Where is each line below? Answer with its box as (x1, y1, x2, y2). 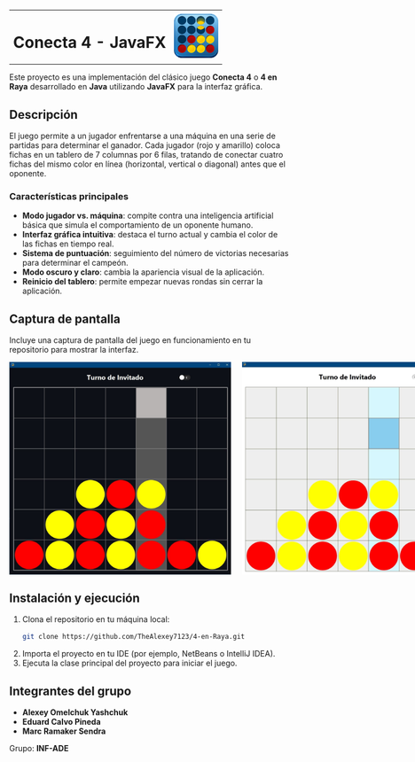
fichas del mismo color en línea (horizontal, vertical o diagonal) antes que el (9, 159, 286, 169)
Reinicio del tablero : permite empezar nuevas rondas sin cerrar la (21, 276, 263, 287)
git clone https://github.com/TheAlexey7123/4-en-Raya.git (21, 633, 246, 641)
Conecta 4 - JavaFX (12, 32, 167, 52)
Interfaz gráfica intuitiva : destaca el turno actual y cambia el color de (21, 229, 278, 240)
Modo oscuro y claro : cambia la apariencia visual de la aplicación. (21, 267, 264, 277)
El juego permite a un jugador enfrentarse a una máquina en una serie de (9, 130, 277, 141)
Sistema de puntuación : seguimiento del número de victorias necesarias (21, 248, 289, 259)
